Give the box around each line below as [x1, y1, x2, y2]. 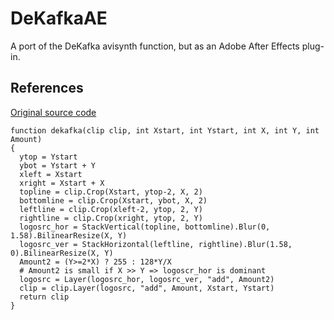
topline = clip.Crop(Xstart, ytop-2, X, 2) [19, 187, 203, 197]
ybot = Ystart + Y [19, 160, 97, 171]
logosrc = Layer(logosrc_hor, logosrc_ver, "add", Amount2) [19, 274, 275, 284]
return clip [19, 292, 70, 302]
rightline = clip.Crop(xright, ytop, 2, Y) [19, 213, 203, 223]
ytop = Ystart [19, 152, 78, 162]
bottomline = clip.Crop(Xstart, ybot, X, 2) [19, 195, 208, 206]
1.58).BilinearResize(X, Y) [10, 230, 128, 241]
